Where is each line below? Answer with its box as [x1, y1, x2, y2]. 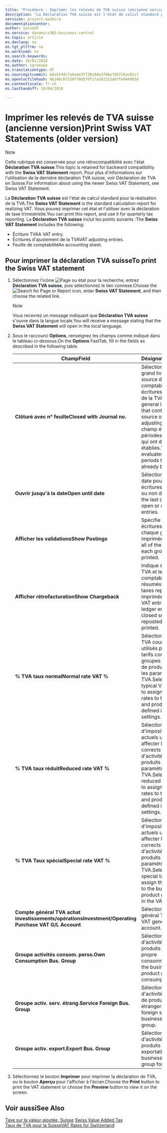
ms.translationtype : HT [5, 68, 55, 73]
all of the [141, 541, 162, 548]
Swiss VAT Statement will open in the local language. [12, 323, 123, 329]
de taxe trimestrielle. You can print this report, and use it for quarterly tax [5, 211, 153, 217]
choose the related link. [12, 293, 61, 299]
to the [141, 885, 155, 892]
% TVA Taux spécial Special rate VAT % [14, 857, 110, 864]
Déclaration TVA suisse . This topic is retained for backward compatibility [5, 164, 155, 170]
